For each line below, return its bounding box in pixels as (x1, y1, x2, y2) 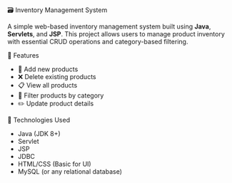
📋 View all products (17, 81, 78, 89)
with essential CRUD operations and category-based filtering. (7, 38, 188, 46)
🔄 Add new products (17, 65, 79, 73)
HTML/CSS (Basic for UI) (17, 160, 91, 168)
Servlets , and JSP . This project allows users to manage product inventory (7, 30, 225, 38)
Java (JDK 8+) (17, 130, 61, 137)
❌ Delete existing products (17, 73, 96, 80)
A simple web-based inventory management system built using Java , (7, 22, 211, 31)
